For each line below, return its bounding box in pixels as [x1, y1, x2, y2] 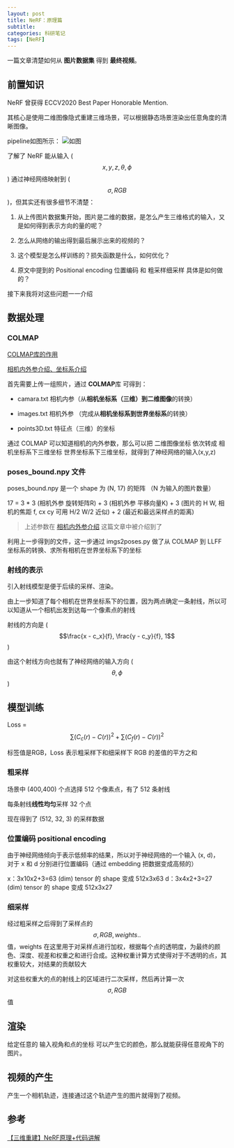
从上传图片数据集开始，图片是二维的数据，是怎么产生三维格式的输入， [17, 212, 219, 221]
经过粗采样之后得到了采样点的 [7, 919, 93, 928]
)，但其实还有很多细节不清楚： [7, 197, 95, 206]
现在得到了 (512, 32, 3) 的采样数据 [7, 814, 104, 823]
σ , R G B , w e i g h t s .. [93, 931, 141, 939]
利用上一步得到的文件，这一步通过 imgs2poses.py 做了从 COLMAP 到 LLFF [7, 537, 222, 545]
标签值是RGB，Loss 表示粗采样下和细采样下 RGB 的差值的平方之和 [7, 748, 198, 757]
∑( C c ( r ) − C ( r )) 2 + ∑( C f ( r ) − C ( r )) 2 [70, 731, 164, 743]
